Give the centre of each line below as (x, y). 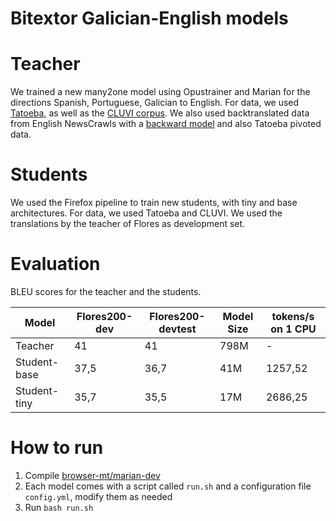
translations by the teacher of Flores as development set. (128, 224)
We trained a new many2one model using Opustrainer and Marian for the (160, 92)
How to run (57, 448)
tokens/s (293, 316)
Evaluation (55, 264)
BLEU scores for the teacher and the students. (106, 291)
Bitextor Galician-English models (149, 18)
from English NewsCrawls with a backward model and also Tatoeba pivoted (166, 124)
